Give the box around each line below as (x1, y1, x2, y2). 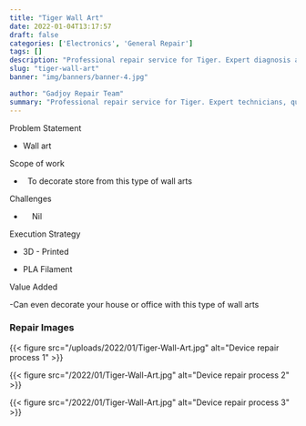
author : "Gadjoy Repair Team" (9, 88, 125, 98)
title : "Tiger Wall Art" (9, 13, 104, 23)
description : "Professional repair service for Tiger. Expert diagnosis (9, 56, 291, 65)
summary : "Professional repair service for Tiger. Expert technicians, (9, 97, 287, 106)
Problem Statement (9, 122, 82, 133)
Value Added (9, 281, 58, 292)
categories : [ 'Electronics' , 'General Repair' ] (9, 38, 194, 48)
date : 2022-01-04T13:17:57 (9, 22, 112, 31)
